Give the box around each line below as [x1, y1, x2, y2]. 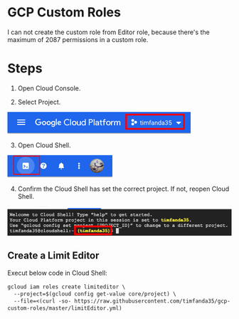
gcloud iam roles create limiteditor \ [7, 283, 126, 291]
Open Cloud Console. [17, 83, 81, 93]
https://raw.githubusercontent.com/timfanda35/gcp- [74, 297, 231, 305]
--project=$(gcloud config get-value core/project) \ [14, 290, 176, 298]
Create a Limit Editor [7, 250, 100, 262]
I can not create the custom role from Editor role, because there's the [7, 28, 210, 36]
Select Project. [17, 98, 61, 106]
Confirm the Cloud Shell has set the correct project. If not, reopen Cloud [17, 184, 230, 193]
